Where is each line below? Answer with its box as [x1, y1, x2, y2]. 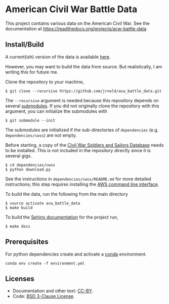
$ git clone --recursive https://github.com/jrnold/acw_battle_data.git [5, 89, 162, 94]
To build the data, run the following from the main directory [5, 191, 128, 197]
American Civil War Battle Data [5, 4, 138, 15]
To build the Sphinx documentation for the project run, [5, 214, 118, 220]
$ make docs [5, 224, 30, 229]
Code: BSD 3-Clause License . [12, 293, 75, 299]
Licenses [5, 274, 34, 283]
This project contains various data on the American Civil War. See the [5, 20, 150, 26]
